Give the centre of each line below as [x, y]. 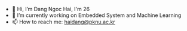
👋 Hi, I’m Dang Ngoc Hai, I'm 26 [51, 9]
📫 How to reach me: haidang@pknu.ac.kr [63, 22]
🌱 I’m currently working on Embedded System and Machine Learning [96, 15]
